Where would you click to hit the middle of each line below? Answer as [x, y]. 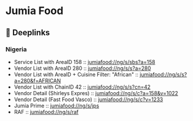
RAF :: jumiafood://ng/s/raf [46, 112]
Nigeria [16, 49]
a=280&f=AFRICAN [37, 80]
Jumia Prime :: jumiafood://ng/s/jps [56, 105]
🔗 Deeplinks [28, 33]
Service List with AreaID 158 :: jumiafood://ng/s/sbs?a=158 [84, 62]
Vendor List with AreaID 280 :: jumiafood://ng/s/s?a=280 [82, 68]
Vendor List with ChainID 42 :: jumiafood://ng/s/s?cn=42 [82, 87]
